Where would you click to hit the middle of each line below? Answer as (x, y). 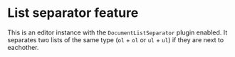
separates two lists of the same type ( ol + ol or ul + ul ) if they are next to (116, 39)
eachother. (23, 47)
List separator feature (73, 13)
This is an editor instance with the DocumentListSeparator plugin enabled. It (117, 32)
